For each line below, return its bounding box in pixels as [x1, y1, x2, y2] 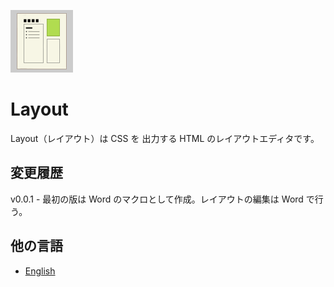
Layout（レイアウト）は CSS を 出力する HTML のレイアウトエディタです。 [10, 132, 320, 144]
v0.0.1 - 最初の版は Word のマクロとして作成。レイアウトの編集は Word [10, 193, 304, 205]
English [24, 265, 56, 277]
